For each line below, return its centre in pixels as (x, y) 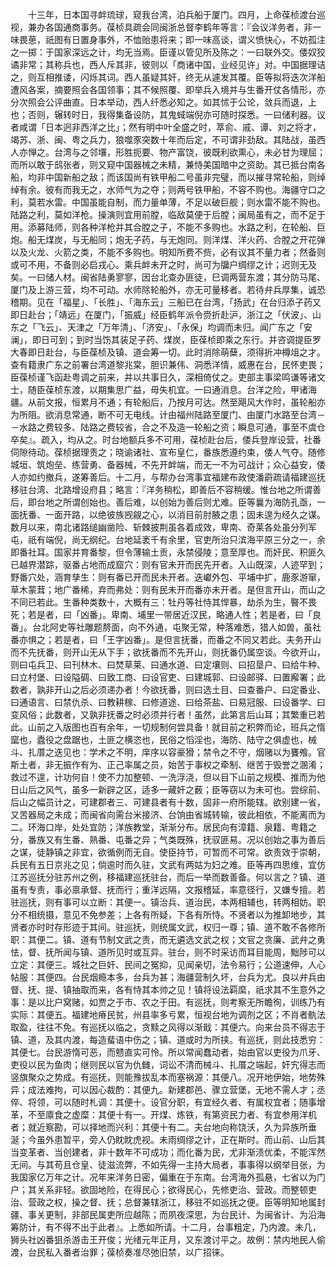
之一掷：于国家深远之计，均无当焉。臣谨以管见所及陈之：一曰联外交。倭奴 (163, 52)
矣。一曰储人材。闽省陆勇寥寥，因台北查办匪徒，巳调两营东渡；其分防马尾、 (168, 277)
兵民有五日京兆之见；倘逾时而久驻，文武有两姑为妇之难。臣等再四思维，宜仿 (168, 864)
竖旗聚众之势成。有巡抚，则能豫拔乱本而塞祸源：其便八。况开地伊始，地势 (163, 1077)
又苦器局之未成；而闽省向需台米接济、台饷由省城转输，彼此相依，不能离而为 (168, 814)
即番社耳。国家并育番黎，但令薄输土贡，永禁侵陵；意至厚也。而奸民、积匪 (163, 552)
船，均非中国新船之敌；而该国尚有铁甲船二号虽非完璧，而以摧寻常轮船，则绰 (168, 177)
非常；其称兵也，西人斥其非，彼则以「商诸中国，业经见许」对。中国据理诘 (172, 64)
